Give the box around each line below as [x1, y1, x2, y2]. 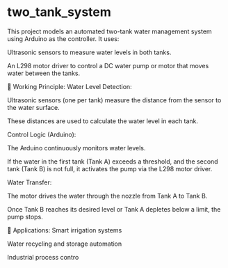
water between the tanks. [7, 69, 81, 77]
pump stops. [7, 212, 43, 221]
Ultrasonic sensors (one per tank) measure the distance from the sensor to [7, 95, 222, 104]
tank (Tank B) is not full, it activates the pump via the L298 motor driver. [7, 164, 213, 173]
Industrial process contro [7, 253, 79, 261]
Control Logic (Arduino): [7, 130, 76, 139]
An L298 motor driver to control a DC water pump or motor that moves [7, 61, 209, 70]
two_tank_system [7, 4, 111, 20]
